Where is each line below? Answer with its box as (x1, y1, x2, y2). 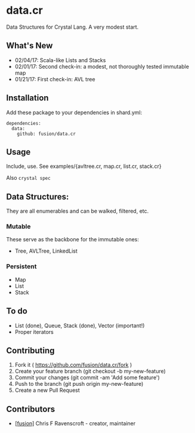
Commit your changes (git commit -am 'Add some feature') (14, 374, 160, 381)
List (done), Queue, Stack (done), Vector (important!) (14, 322, 145, 329)
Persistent (6, 262, 37, 271)
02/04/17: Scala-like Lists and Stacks (14, 56, 106, 63)
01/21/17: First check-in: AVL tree (14, 75, 95, 82)
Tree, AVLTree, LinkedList (14, 247, 78, 254)
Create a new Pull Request (14, 386, 81, 394)
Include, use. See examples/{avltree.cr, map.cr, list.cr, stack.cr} (6, 162, 162, 170)
